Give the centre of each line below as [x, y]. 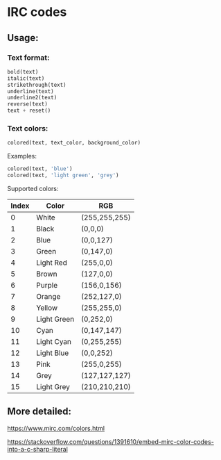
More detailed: [39, 412]
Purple [47, 285]
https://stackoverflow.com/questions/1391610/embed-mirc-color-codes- [111, 441]
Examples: [22, 156]
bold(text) [23, 72]
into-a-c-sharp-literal [37, 449]
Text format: [28, 58]
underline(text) [30, 91]
